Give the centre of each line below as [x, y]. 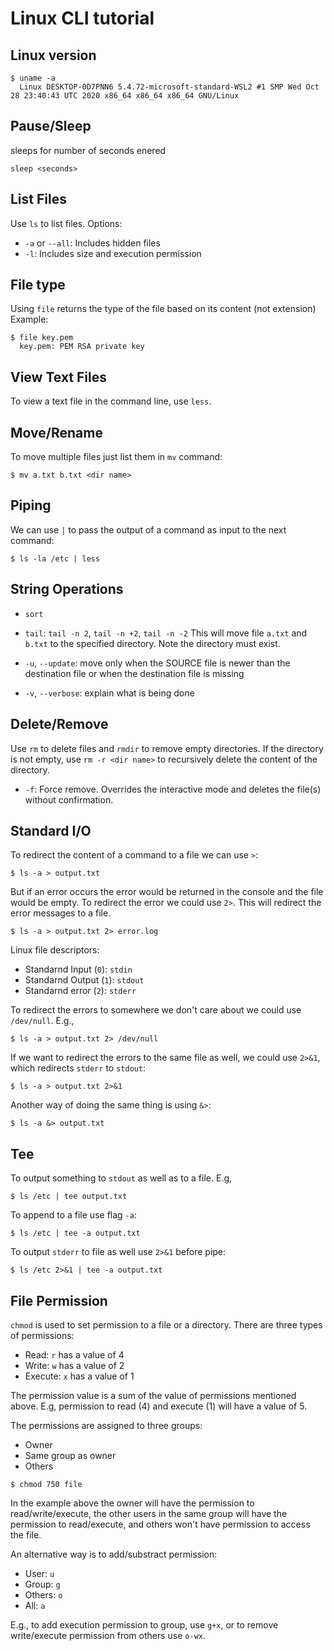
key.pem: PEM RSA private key [82, 347]
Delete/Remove [59, 724]
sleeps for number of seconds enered [88, 150]
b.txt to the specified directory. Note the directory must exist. [152, 643]
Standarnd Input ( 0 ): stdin [78, 969]
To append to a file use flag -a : [73, 1215]
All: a [35, 1605]
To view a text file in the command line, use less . [111, 401]
